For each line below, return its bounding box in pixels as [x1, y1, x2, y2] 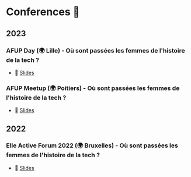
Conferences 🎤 [6, 5, 80, 19]
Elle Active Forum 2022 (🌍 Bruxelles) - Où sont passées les [6, 141, 178, 150]
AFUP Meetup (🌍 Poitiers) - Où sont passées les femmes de [6, 84, 180, 92]
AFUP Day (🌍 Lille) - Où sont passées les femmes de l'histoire [6, 46, 185, 54]
